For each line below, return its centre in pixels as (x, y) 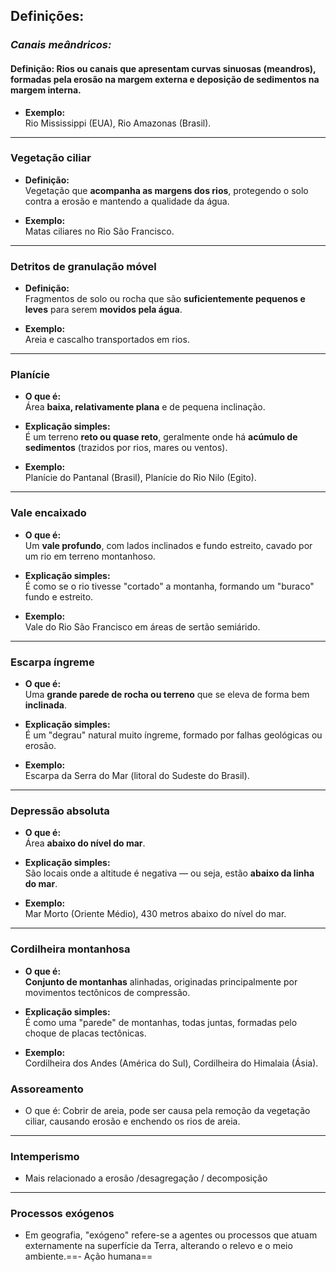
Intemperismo (45, 1156)
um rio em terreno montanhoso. (90, 556)
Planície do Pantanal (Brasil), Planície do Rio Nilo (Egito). (140, 478)
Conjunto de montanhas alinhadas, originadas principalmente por (161, 981)
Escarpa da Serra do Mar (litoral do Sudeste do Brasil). (137, 775)
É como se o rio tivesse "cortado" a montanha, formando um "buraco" (169, 586)
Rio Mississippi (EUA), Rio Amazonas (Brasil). (118, 123)
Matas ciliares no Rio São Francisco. (99, 231)
